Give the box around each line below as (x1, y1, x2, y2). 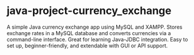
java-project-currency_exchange (6, 4, 172, 18)
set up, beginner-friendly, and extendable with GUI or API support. (6, 42, 168, 49)
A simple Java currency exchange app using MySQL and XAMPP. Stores (6, 23, 183, 30)
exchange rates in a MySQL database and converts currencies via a (6, 29, 172, 36)
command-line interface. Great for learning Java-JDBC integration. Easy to (6, 36, 188, 43)
